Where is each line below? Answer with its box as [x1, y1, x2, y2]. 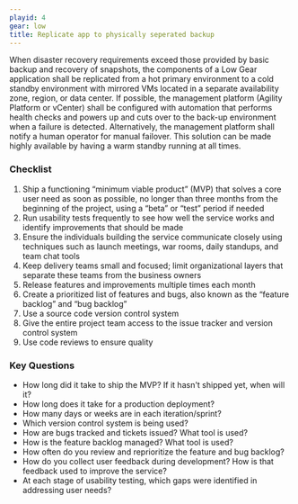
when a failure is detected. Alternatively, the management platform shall [9, 121, 276, 132]
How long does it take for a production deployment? [22, 398, 215, 409]
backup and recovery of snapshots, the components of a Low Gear [9, 64, 258, 75]
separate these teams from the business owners [22, 269, 202, 280]
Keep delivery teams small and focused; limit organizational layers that [22, 260, 284, 271]
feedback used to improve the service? [22, 465, 168, 476]
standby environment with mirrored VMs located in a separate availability [9, 83, 280, 94]
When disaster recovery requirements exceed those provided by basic [9, 55, 269, 66]
